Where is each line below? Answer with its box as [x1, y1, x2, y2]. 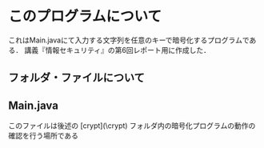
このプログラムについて [8, 7, 162, 26]
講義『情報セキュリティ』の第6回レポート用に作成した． [23, 45, 210, 54]
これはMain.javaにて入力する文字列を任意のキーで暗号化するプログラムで [8, 35, 250, 45]
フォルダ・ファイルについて [8, 71, 146, 85]
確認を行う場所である [8, 131, 78, 141]
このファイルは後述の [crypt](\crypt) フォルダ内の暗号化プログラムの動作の [8, 121, 256, 130]
